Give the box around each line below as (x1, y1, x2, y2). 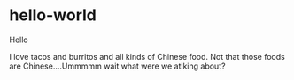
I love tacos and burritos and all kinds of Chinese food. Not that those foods (9, 51, 285, 62)
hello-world (9, 5, 97, 25)
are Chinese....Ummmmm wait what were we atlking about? (9, 61, 226, 71)
